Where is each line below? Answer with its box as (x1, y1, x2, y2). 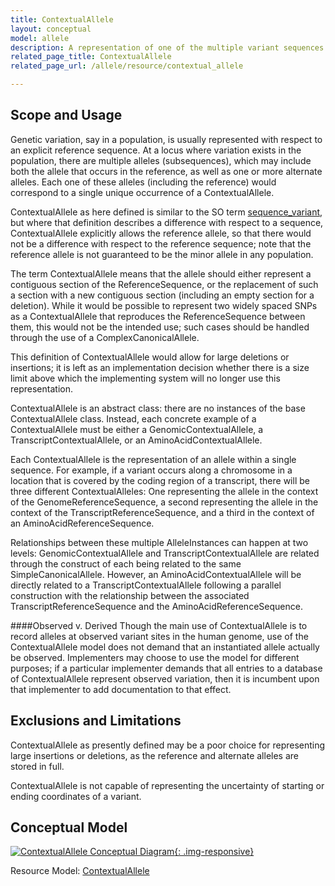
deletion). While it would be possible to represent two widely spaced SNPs (10, 299, 318, 311)
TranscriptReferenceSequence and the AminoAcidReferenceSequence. (10, 600, 303, 612)
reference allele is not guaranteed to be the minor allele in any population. (10, 248, 314, 260)
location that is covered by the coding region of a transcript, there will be (10, 474, 310, 486)
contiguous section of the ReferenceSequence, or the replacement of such (10, 278, 319, 290)
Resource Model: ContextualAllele (10, 865, 150, 877)
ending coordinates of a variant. (10, 790, 142, 802)
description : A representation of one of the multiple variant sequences (10, 42, 325, 53)
